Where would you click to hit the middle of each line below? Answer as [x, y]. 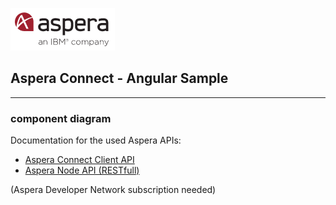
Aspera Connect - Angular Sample [119, 78]
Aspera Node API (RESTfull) [82, 170]
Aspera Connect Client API [79, 160]
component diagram [61, 118]
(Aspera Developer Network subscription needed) [113, 190]
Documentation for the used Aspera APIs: [96, 140]
